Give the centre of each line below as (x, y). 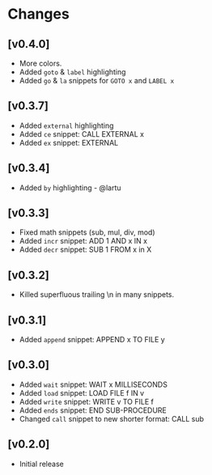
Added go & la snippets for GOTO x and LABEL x (97, 81)
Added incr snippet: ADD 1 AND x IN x (83, 241)
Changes (38, 14)
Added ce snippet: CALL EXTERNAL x (82, 134)
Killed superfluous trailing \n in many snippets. (97, 295)
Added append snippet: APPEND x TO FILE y (92, 340)
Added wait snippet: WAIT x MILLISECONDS (93, 384)
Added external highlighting (66, 125)
